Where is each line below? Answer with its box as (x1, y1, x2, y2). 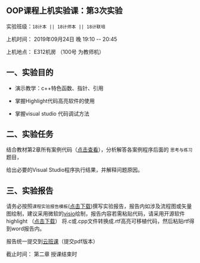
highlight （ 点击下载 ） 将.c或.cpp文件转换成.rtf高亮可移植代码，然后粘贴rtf (6, 217, 189, 225)
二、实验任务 (6, 129, 54, 140)
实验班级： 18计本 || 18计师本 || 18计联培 (6, 23, 106, 30)
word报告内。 (11, 225, 45, 232)
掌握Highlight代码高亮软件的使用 (14, 97, 95, 104)
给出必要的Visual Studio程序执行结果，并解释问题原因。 (6, 167, 143, 174)
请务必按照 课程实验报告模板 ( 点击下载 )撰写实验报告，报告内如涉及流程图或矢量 (6, 202, 192, 210)
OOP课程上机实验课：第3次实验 (6, 5, 123, 16)
